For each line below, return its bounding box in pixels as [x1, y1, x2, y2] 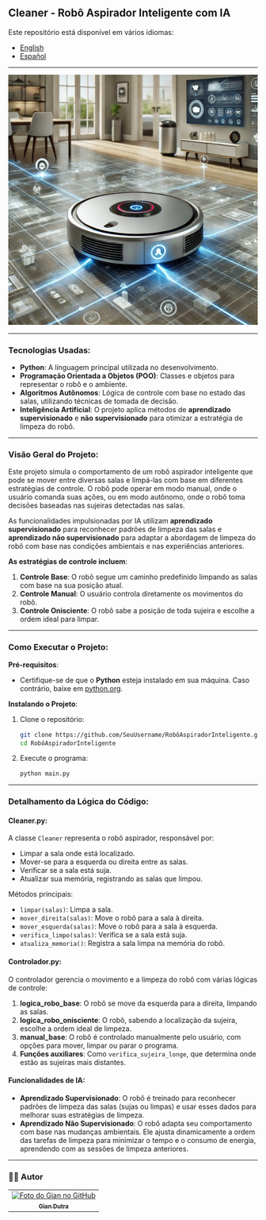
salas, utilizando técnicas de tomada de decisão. [19, 396, 179, 406]
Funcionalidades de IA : [8, 1075, 85, 1085]
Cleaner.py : [8, 816, 48, 825]
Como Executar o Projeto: [8, 642, 109, 653]
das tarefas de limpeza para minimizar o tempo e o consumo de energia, [19, 1135, 256, 1145]
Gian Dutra [38, 1203, 69, 1210]
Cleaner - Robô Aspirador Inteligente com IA [8, 6, 231, 20]
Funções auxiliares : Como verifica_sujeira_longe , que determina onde [19, 1048, 256, 1059]
